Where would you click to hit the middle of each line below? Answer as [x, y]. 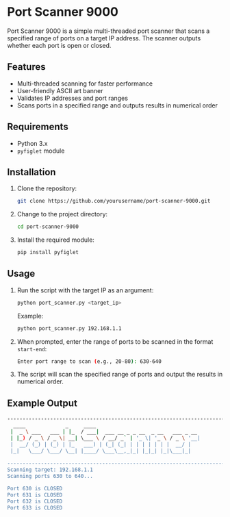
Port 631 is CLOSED [35, 495]
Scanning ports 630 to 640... [50, 477]
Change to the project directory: [62, 214]
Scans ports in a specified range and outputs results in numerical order [117, 105]
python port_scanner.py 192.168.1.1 [69, 328]
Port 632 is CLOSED [35, 501]
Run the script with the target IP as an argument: [85, 290]
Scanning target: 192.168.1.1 [50, 470]
